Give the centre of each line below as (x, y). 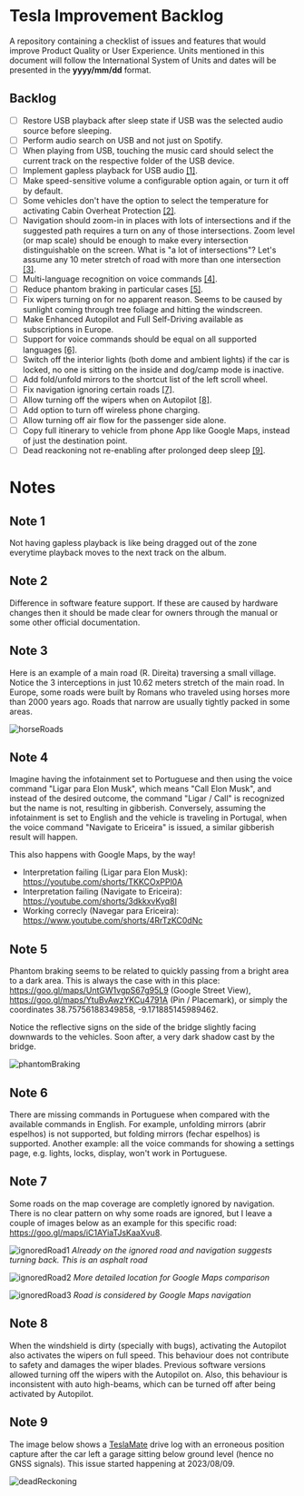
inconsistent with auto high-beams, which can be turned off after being (142, 1384)
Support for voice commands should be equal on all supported (139, 339)
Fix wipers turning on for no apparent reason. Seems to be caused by (152, 300)
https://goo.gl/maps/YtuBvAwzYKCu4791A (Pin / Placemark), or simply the (149, 1000)
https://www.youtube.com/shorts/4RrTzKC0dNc (113, 921)
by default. (43, 191)
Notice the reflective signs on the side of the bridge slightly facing (133, 1027)
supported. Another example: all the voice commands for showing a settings (152, 1144)
